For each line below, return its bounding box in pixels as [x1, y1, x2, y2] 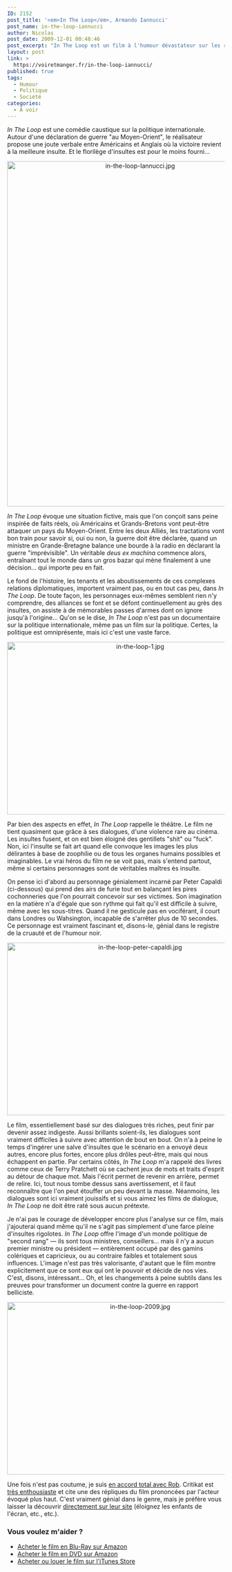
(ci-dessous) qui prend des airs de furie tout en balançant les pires [7, 884, 197, 893]
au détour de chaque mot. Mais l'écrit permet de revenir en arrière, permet [7, 1172, 220, 1181]
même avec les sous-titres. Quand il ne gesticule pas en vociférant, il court [7, 906, 220, 915]
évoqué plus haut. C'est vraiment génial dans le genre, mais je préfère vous [7, 1495, 222, 1503]
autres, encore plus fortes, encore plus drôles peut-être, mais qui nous [7, 1150, 209, 1158]
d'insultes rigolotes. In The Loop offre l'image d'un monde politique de [7, 1230, 208, 1238]
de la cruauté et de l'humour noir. [7, 929, 102, 937]
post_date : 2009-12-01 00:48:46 [7, 36, 100, 43]
